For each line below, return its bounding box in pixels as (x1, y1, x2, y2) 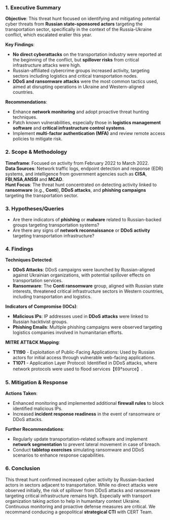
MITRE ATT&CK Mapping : (5, 339, 60, 345)
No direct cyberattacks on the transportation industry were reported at (12, 51, 162, 57)
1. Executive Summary (5, 4, 61, 11)
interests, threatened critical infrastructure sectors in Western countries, (12, 288, 164, 294)
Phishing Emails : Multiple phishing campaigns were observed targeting (12, 324, 162, 330)
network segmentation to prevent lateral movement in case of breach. (12, 441, 161, 447)
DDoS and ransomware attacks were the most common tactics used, (12, 78, 158, 85)
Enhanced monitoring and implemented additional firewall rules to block (12, 400, 164, 406)
